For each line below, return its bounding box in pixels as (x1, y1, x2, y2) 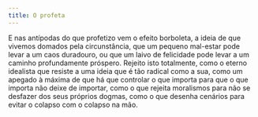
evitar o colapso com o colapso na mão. (8, 100, 138, 109)
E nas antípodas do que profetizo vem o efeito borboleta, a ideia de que (8, 33, 241, 42)
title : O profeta (8, 11, 65, 20)
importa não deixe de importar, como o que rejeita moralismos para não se (8, 83, 251, 93)
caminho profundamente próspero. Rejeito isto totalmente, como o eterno (8, 58, 247, 68)
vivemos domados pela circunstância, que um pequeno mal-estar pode (8, 41, 241, 51)
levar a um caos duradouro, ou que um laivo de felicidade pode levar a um (8, 49, 250, 59)
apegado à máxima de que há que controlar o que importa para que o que (8, 75, 249, 84)
